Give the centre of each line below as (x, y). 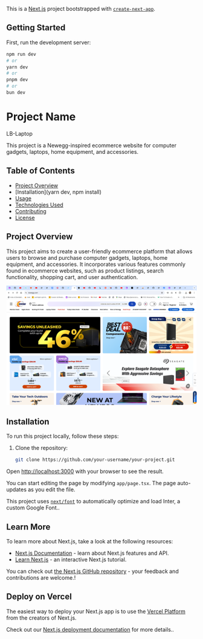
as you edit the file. (52, 489)
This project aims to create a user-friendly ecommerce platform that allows (99, 251)
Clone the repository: (41, 448)
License (25, 217)
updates (17, 489)
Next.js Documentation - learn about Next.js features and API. (92, 553)
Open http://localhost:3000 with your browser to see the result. (85, 471)
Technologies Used (39, 205)
